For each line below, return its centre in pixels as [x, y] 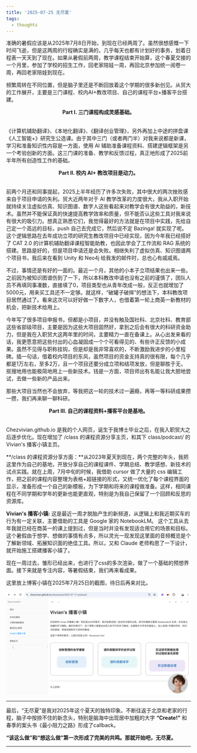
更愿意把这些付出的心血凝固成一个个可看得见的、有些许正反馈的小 [101, 342]
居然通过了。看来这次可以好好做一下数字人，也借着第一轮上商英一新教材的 [101, 300]
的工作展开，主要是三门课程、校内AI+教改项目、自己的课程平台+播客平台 [94, 92]
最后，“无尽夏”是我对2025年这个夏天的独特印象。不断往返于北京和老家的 [94, 710]
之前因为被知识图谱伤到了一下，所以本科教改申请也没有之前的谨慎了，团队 [96, 278]
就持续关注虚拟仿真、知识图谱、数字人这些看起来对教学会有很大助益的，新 [96, 207]
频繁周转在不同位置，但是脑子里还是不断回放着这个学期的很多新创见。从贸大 [98, 85]
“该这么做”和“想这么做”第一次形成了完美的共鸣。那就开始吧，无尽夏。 [91, 737]
